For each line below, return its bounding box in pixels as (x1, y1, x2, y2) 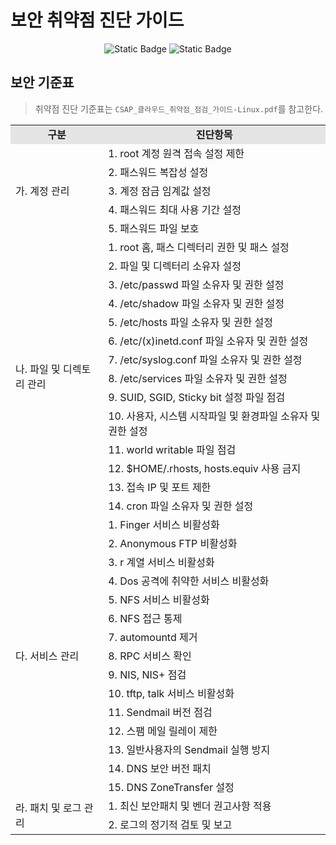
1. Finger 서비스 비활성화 (108, 517, 220, 531)
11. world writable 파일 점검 (108, 442, 237, 456)
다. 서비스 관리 (15, 649, 80, 663)
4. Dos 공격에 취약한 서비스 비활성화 (108, 574, 270, 588)
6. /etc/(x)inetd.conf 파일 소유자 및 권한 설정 (108, 334, 309, 348)
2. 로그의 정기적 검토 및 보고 (108, 817, 233, 831)
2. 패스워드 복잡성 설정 (108, 165, 209, 179)
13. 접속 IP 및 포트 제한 (108, 480, 212, 494)
